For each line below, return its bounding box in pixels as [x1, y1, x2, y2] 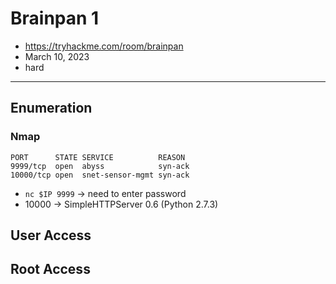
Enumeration [10, 100, 93, 117]
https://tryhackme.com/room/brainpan [24, 40, 184, 52]
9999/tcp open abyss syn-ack [10, 161, 190, 171]
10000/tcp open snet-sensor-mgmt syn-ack [10, 170, 190, 180]
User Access [10, 227, 92, 244]
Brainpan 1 [10, 7, 100, 30]
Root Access [10, 261, 91, 278]
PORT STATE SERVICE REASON [10, 152, 186, 162]
